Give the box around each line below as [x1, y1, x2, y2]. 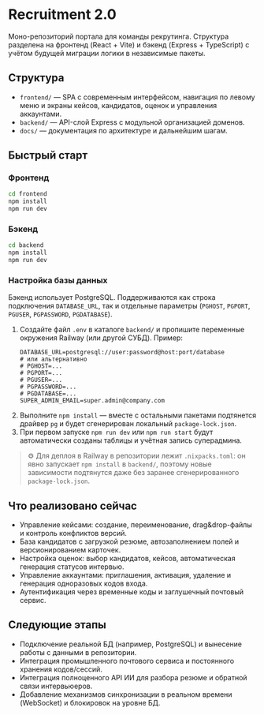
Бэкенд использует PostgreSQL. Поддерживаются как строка [8, 293, 216, 302]
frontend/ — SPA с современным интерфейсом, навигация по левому [19, 92, 255, 102]
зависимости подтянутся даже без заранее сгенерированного [27, 468, 240, 477]
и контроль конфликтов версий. [19, 529, 128, 538]
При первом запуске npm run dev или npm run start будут [19, 428, 214, 437]
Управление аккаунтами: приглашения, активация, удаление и [19, 571, 232, 580]
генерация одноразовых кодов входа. [19, 578, 148, 589]
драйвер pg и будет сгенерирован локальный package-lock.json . [19, 419, 237, 429]
